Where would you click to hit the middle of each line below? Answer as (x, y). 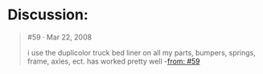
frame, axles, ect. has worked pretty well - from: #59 (113, 61)
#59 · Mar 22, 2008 (60, 37)
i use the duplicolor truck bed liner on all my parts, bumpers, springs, (142, 52)
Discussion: (48, 15)
